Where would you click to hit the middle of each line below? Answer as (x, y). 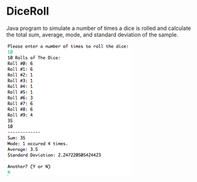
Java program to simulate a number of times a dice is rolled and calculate (99, 28)
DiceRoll (28, 11)
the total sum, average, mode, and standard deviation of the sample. (92, 34)
